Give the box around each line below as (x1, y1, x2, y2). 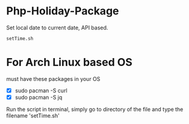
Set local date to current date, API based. (6, 24, 108, 31)
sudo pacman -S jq (14, 93, 63, 101)
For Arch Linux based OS (6, 56, 132, 69)
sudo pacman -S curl (14, 87, 67, 94)
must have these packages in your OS (6, 75, 101, 82)
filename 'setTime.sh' (6, 112, 60, 119)
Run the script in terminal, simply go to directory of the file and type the (6, 106, 184, 113)
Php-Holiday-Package (6, 4, 119, 18)
